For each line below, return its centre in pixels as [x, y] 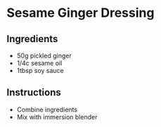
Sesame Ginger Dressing [80, 13]
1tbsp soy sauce [40, 71]
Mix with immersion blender [57, 116]
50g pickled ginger [44, 55]
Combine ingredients [47, 109]
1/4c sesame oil [39, 63]
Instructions [34, 93]
